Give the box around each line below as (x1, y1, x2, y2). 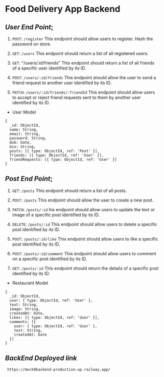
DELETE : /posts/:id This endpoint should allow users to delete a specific (12, 221, 158, 227)
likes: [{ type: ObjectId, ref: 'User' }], (9, 315, 99, 320)
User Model (12, 109, 36, 115)
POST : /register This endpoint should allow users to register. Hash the (12, 36, 153, 42)
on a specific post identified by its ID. (12, 256, 87, 262)
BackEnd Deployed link (5, 354, 77, 362)
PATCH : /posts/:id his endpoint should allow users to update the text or (12, 206, 155, 212)
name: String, (9, 127, 38, 132)
